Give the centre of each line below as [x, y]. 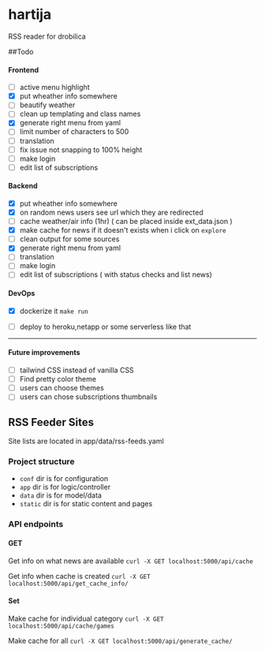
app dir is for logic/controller [65, 487]
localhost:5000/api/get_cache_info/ [68, 584]
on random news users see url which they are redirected [111, 213]
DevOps [22, 293]
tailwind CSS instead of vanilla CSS [77, 370]
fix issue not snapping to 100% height [81, 149]
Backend [23, 186]
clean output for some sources [69, 239]
